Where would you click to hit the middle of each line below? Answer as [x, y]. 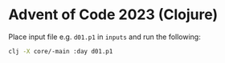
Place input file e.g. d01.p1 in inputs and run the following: [104, 37]
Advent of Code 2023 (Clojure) [113, 15]
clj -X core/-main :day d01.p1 [61, 51]
